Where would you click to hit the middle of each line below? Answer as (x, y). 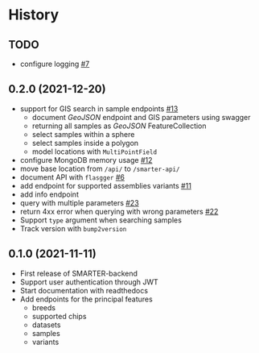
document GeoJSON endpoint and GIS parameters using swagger (141, 117)
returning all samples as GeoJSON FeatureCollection (119, 126)
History (34, 15)
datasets (46, 325)
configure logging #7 (55, 64)
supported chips (59, 316)
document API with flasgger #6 (72, 177)
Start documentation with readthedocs (84, 290)
